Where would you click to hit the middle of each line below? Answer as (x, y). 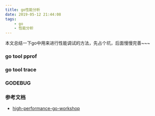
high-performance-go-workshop (46, 109)
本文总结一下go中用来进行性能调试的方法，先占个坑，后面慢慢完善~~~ (78, 43)
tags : (11, 19)
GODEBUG (18, 83)
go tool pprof (21, 56)
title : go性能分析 (23, 10)
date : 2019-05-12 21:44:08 (33, 14)
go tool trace (21, 69)
